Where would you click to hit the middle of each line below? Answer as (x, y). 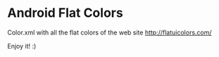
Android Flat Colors (65, 13)
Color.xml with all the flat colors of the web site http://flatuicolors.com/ (110, 32)
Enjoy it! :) (22, 46)
